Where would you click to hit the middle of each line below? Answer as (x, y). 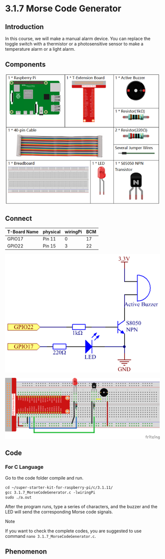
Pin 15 (49, 246)
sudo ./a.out (18, 497)
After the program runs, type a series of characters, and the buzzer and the (82, 506)
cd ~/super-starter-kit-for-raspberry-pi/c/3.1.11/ (59, 488)
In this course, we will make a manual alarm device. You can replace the (78, 38)
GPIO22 (15, 246)
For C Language (24, 467)
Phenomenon (26, 551)
